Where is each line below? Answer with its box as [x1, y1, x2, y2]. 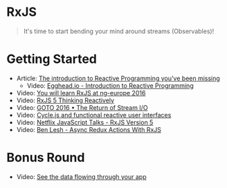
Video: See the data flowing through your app [16, 172, 147, 180]
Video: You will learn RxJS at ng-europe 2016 [16, 88, 146, 97]
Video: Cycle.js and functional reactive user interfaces [16, 111, 172, 119]
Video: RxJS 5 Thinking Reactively [16, 96, 115, 104]
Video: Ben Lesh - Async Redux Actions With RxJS [16, 125, 162, 133]
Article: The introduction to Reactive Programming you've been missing [16, 74, 221, 82]
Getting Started [6, 51, 98, 67]
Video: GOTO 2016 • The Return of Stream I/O [16, 103, 148, 111]
